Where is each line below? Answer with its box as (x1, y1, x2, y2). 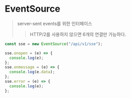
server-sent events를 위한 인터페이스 (17, 20, 92, 26)
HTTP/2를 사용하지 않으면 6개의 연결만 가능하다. (29, 31, 126, 37)
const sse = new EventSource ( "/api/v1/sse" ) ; (5, 41, 103, 46)
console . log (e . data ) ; (9, 70, 55, 75)
